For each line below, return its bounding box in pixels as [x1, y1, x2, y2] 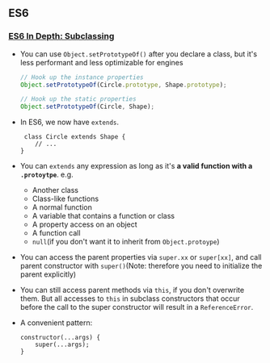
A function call [32, 228, 81, 238]
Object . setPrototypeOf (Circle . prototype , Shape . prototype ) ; [19, 81, 227, 89]
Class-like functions [32, 194, 99, 204]
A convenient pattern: [19, 318, 93, 328]
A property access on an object [32, 219, 137, 229]
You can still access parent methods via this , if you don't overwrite [19, 286, 245, 295]
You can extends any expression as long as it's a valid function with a [19, 161, 253, 171]
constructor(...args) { [19, 334, 101, 342]
